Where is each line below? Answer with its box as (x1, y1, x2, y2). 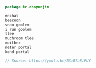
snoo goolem (5, 22, 29, 27)
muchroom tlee (5, 36, 34, 41)
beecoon (5, 17, 21, 23)
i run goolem (5, 27, 32, 32)
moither (5, 40, 21, 46)
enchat (5, 13, 19, 18)
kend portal (5, 49, 29, 54)
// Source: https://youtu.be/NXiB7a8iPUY (5, 58, 91, 63)
